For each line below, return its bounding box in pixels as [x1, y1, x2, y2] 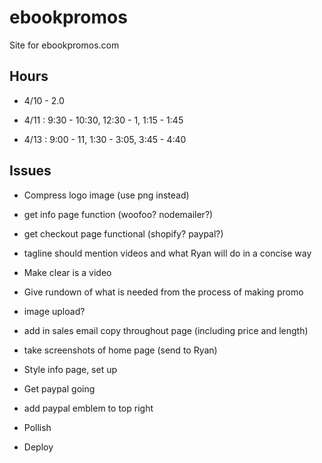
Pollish [23, 421, 52, 433]
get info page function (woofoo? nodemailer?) [23, 208, 214, 220]
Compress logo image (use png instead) [23, 189, 190, 201]
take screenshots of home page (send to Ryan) [23, 344, 218, 356]
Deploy [23, 441, 54, 453]
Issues [9, 162, 52, 180]
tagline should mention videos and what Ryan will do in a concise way [23, 247, 312, 259]
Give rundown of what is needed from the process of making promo [23, 286, 304, 298]
